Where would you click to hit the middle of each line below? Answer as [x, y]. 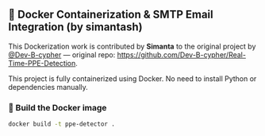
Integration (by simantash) [75, 27]
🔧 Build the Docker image [58, 107]
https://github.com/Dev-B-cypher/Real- [181, 54]
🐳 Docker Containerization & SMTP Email [111, 15]
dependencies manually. [48, 87]
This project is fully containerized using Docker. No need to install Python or [132, 78]
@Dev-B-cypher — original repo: [62, 54]
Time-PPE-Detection [42, 63]
